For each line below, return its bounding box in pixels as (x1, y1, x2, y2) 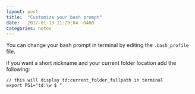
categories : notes (6, 25, 52, 32)
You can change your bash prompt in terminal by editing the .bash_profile (6, 42, 189, 49)
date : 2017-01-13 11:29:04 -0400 (6, 20, 95, 26)
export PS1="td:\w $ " (6, 83, 62, 89)
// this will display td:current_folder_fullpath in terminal (6, 77, 163, 83)
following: (6, 66, 30, 73)
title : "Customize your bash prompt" (6, 14, 102, 20)
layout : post (6, 8, 39, 15)
